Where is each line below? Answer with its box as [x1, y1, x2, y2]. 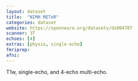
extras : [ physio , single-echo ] [6, 42, 83, 48]
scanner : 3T [6, 31, 35, 36]
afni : [6, 52, 19, 58]
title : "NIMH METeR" [6, 14, 59, 20]
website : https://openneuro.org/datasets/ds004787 [6, 25, 133, 31]
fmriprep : [6, 47, 31, 53]
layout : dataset [6, 8, 46, 15]
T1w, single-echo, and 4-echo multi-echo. [6, 68, 107, 75]
